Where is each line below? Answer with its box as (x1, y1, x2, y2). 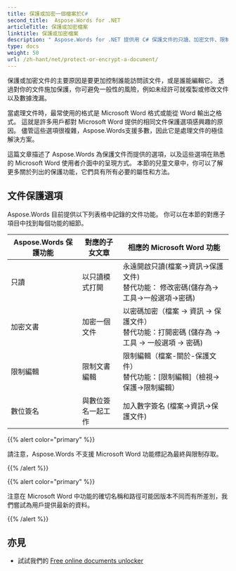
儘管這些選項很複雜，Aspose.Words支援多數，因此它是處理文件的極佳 (20, 126, 224, 134)
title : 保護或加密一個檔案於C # (7, 10, 88, 18)
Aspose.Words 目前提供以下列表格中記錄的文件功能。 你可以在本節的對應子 (7, 210, 225, 218)
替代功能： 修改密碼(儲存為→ (122, 282, 219, 292)
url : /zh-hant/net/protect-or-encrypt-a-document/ (7, 56, 159, 63)
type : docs (7, 43, 39, 50)
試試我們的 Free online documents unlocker (17, 556, 144, 565)
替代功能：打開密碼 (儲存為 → (122, 327, 221, 337)
